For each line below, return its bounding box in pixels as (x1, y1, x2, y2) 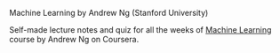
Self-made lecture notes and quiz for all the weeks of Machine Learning (9, 25, 272, 34)
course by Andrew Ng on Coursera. (9, 34, 140, 44)
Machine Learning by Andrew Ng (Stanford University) (9, 8, 209, 18)
